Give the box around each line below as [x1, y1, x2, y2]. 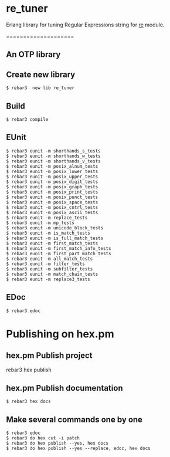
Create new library [6, 69, 76, 79]
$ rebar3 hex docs [6, 398, 51, 405]
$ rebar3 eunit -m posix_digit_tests [6, 178, 98, 185]
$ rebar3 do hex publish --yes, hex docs [6, 441, 109, 446]
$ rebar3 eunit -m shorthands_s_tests [6, 148, 101, 154]
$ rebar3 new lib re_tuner [6, 85, 75, 91]
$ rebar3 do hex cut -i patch [6, 435, 80, 441]
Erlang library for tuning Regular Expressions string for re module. [6, 21, 165, 28]
